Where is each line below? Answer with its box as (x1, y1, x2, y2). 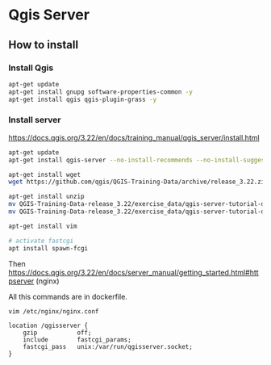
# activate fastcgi (8, 237, 74, 245)
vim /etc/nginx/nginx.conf (8, 307, 99, 316)
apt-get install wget (8, 170, 81, 178)
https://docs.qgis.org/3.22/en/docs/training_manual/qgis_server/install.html (8, 132, 260, 142)
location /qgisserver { (8, 321, 89, 329)
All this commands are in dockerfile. (8, 292, 127, 301)
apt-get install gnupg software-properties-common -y (8, 87, 194, 96)
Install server (8, 115, 61, 126)
